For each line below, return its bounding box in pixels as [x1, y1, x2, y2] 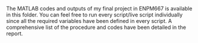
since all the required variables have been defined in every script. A [6, 18, 172, 24]
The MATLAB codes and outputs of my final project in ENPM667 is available [6, 5, 193, 12]
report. [6, 30, 23, 37]
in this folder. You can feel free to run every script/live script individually [6, 11, 183, 18]
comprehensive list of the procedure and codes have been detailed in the [6, 24, 187, 31]
